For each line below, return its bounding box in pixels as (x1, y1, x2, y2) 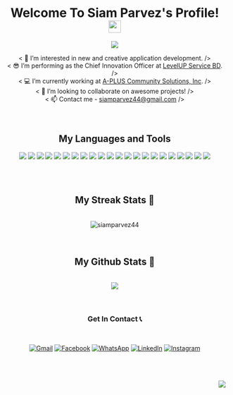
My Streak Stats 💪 (75, 194, 155, 206)
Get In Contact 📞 (87, 314, 142, 324)
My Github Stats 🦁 (74, 255, 156, 267)
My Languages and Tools (58, 133, 171, 145)
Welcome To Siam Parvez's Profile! (10, 5, 220, 21)
